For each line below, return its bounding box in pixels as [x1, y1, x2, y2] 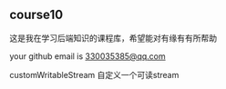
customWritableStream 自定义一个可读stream [9, 69, 180, 80]
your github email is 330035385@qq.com [9, 50, 166, 62]
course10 [9, 7, 64, 23]
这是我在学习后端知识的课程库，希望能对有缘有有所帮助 [9, 32, 217, 44]
